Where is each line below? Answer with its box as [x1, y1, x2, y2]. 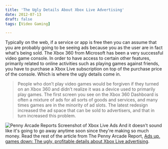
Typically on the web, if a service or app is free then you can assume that [5, 39, 157, 45]
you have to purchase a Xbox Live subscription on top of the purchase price [5, 66, 162, 72]
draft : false [5, 16, 33, 21]
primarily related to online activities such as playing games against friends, [5, 60, 159, 66]
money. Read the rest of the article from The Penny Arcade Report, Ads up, [5, 133, 160, 139]
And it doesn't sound [118, 122, 162, 128]
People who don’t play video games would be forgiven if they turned [17, 81, 159, 87]
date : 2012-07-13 [5, 12, 42, 17]
